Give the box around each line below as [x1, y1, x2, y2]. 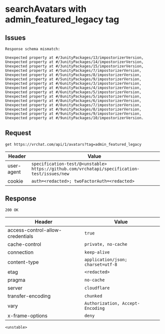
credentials [7, 233, 33, 239]
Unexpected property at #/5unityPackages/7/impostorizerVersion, [5, 68, 141, 73]
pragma [7, 276, 26, 283]
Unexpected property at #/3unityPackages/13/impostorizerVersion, [5, 55, 144, 60]
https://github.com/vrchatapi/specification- [31, 166, 140, 171]
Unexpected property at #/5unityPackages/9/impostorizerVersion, [5, 77, 141, 82]
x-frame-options [7, 312, 48, 319]
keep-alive [84, 249, 110, 255]
